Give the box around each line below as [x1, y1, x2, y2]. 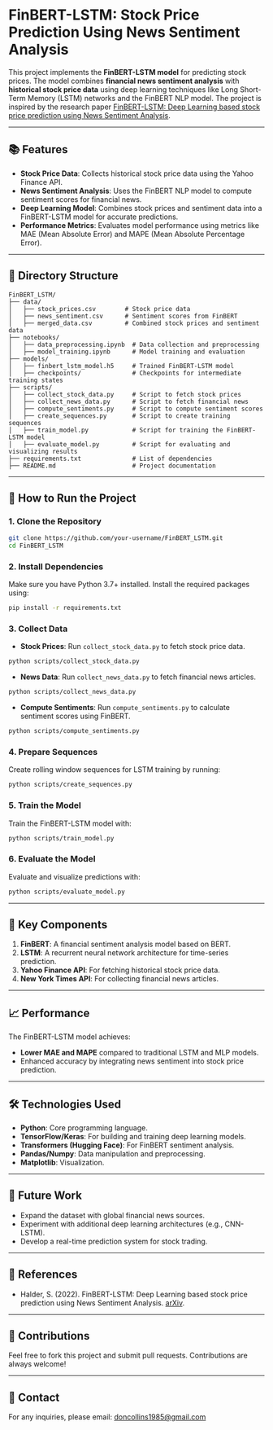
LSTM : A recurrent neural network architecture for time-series [19, 948, 229, 958]
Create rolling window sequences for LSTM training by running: [8, 765, 221, 774]
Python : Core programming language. [19, 1123, 148, 1133]
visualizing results [8, 447, 79, 455]
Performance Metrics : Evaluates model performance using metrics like [19, 220, 260, 230]
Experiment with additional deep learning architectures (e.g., [19, 1219, 223, 1229]
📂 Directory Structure [8, 269, 119, 283]
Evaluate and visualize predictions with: [8, 871, 141, 881]
